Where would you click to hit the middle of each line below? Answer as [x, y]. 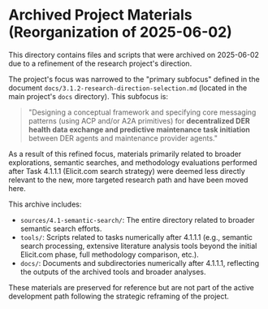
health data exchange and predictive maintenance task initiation [139, 129]
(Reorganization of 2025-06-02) [121, 32]
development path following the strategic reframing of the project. [119, 296]
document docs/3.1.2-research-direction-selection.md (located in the [128, 88]
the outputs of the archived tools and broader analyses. [113, 272]
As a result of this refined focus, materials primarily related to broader [125, 154]
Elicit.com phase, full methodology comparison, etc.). [109, 255]
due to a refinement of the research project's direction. [100, 63]
